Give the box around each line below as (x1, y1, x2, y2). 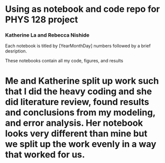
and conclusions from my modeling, (5, 107, 156, 118)
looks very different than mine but (5, 128, 148, 139)
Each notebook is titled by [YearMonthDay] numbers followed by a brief (5, 43, 151, 49)
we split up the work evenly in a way (5, 138, 157, 150)
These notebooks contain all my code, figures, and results (5, 58, 124, 64)
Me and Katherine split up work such (5, 75, 159, 86)
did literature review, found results (5, 96, 149, 108)
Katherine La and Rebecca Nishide (5, 32, 90, 39)
